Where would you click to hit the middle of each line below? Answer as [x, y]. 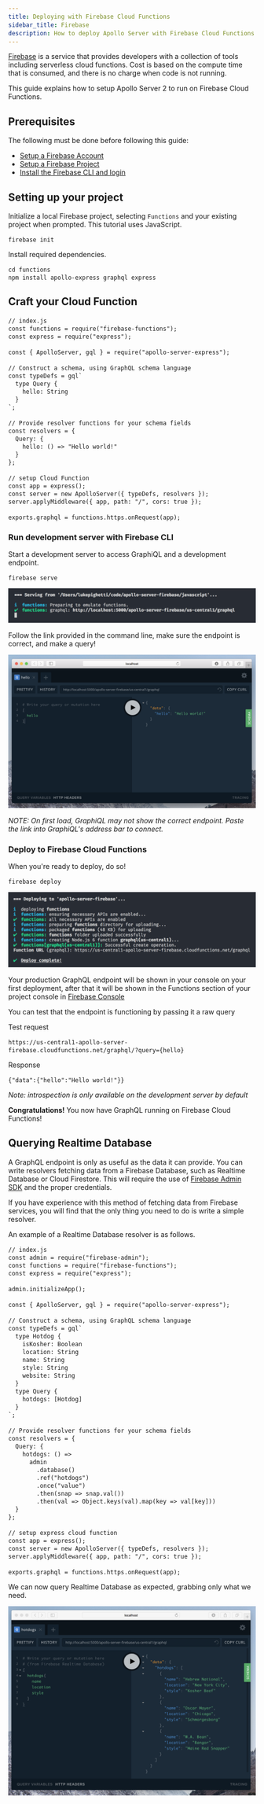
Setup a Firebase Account [62, 156]
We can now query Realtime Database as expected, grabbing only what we [130, 1587]
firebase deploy [35, 882]
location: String [51, 1352]
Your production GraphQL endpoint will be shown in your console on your [127, 980]
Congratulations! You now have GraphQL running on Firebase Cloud [119, 1110]
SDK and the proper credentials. [60, 1187]
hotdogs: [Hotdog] [52, 1399]
